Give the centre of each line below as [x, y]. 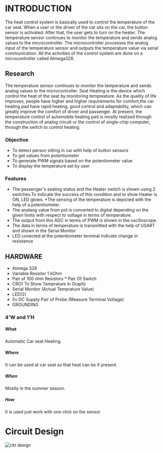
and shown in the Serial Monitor [44, 231]
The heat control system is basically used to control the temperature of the [80, 22]
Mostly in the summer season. [35, 388]
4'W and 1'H [20, 317]
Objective [17, 140]
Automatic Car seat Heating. [33, 341]
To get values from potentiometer [45, 156]
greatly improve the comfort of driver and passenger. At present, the [73, 111]
